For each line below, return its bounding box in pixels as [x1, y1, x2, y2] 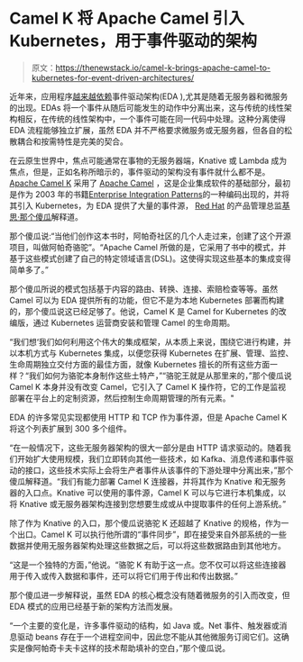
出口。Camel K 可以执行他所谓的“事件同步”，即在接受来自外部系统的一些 [16, 529, 287, 540]
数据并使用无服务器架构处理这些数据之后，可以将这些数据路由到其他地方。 [9, 540, 286, 550]
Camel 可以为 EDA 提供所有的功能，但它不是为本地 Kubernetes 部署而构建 [9, 295, 285, 305]
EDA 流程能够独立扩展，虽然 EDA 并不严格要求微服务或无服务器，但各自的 [9, 124, 285, 135]
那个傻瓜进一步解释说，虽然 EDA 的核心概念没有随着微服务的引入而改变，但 [9, 589, 290, 600]
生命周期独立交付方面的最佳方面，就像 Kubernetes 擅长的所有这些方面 [9, 358, 271, 369]
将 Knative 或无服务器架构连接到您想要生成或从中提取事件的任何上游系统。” [9, 498, 287, 509]
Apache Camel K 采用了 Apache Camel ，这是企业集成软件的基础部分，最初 [9, 177, 291, 188]
